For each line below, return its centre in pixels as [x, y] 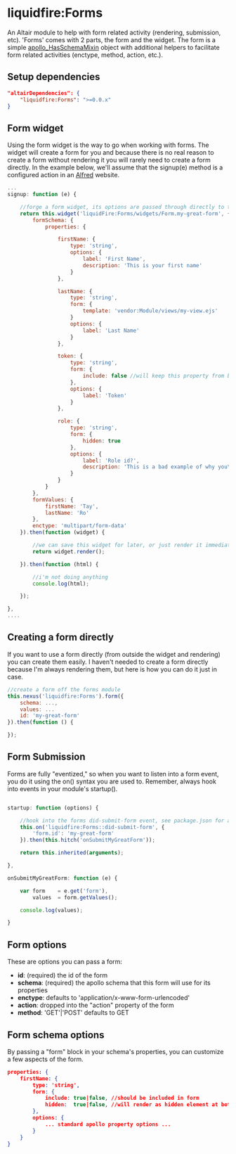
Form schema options [56, 1035]
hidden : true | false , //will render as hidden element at [131, 1105]
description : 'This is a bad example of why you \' [158, 467]
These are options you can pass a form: [65, 962]
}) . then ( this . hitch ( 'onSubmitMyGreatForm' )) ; [88, 840]
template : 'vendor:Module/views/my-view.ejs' [150, 311]
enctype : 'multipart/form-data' [80, 526]
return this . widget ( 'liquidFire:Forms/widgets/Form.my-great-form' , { [125, 213]
